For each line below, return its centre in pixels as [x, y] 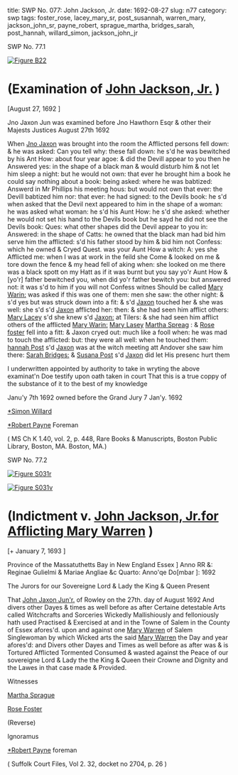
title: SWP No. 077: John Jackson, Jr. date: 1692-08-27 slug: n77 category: [117, 10]
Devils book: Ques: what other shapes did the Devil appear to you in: [108, 226]
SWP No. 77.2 [27, 460]
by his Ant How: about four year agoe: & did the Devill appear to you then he [119, 158]
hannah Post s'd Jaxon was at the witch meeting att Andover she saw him [115, 347]
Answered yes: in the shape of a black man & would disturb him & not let [113, 166]
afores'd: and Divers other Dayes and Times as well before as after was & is [118, 644]
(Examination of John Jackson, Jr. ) [114, 89]
